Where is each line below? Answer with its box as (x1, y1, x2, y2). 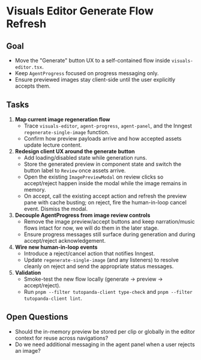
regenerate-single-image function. (23, 128, 110, 136)
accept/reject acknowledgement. (23, 237, 106, 244)
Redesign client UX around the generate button (14, 147, 135, 154)
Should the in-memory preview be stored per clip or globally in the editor (14, 328, 195, 335)
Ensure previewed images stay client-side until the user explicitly (14, 76, 176, 83)
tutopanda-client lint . (23, 294, 82, 302)
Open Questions (6, 312, 68, 322)
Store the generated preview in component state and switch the (23, 160, 182, 168)
